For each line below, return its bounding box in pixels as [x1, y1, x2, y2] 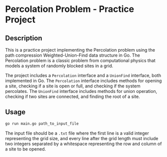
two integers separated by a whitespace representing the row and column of [5, 141, 162, 147]
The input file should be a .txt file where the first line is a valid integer [5, 130, 149, 136]
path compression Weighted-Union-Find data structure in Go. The [5, 52, 140, 58]
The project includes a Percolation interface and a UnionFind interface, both [5, 73, 162, 78]
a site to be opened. [5, 146, 46, 152]
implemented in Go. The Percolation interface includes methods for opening [5, 78, 162, 83]
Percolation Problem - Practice [5, 3, 134, 15]
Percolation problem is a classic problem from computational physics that [5, 58, 156, 63]
